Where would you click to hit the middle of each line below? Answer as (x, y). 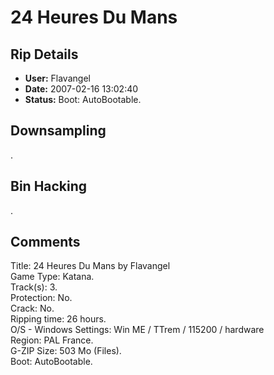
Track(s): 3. (34, 287)
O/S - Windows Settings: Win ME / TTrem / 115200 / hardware (137, 330)
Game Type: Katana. (52, 277)
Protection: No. (41, 298)
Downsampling (58, 131)
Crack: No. (32, 308)
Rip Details (44, 54)
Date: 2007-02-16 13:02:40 (81, 89)
